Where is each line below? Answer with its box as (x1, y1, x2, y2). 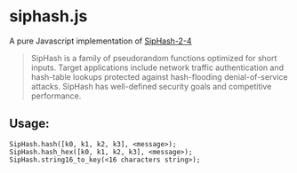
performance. (30, 90, 82, 101)
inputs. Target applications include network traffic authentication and (30, 62, 285, 73)
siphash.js (9, 6, 88, 27)
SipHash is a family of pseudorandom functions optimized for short (30, 52, 277, 63)
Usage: (9, 116, 51, 131)
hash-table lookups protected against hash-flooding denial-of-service (30, 71, 288, 82)
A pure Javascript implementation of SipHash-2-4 (9, 35, 193, 46)
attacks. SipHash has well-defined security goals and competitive (30, 81, 272, 91)
